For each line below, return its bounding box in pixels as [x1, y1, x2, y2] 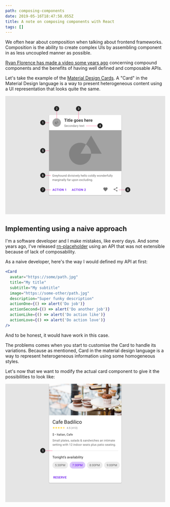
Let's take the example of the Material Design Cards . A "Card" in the [5, 75, 148, 81]
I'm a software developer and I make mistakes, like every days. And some [5, 238, 159, 244]
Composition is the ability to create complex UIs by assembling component [5, 44, 162, 50]
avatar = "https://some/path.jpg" [10, 274, 79, 280]
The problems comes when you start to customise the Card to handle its [5, 342, 156, 348]
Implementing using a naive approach [5, 224, 127, 233]
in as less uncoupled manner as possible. [5, 50, 92, 56]
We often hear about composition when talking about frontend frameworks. [5, 39, 163, 45]
